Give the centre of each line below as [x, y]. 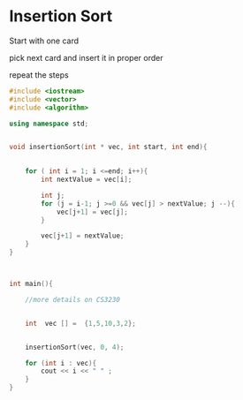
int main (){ [31, 284]
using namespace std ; [49, 124]
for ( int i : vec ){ [61, 363]
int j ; [53, 195]
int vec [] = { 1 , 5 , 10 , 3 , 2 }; [81, 323]
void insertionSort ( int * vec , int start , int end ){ [108, 147]
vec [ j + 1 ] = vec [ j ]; [92, 212]
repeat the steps [39, 75]
